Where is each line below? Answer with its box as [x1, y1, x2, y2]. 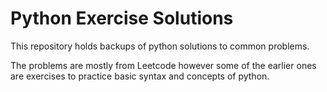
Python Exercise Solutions [10, 7, 234, 30]
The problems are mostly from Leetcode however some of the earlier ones [10, 59, 317, 71]
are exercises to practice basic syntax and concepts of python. [10, 70, 270, 82]
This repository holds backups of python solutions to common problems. [10, 40, 310, 52]
